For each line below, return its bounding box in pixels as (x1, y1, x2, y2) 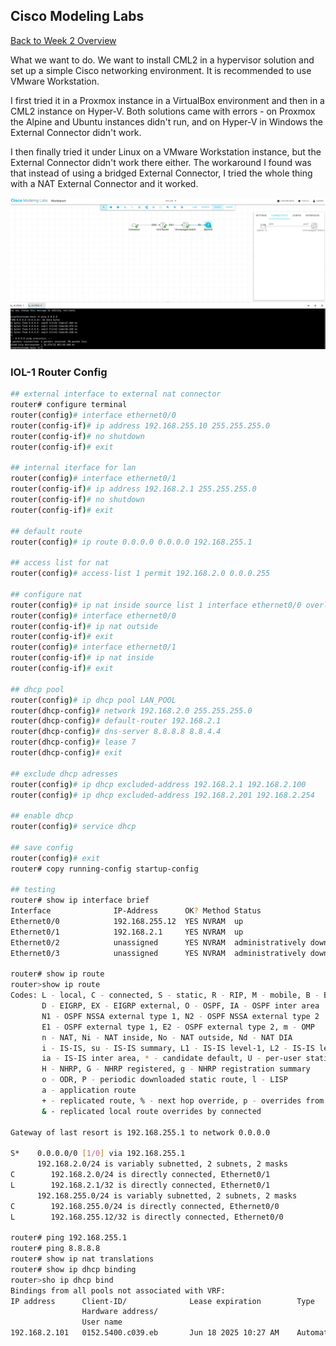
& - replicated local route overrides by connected (41, 1106, 262, 1116)
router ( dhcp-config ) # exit (10, 748, 123, 758)
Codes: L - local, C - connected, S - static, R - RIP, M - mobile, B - (10, 990, 320, 1001)
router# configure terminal (10, 400, 128, 410)
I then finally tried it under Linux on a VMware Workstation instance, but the (10, 145, 322, 158)
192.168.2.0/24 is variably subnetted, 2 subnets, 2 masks (36, 1159, 288, 1169)
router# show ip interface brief (10, 895, 150, 906)
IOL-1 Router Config (10, 365, 108, 379)
